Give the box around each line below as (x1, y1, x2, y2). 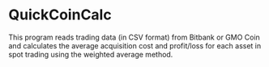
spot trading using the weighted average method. (8, 49, 173, 59)
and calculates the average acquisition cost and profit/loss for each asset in (8, 40, 262, 50)
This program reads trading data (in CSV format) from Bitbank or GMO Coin (8, 32, 261, 42)
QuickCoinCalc (8, 6, 112, 24)
